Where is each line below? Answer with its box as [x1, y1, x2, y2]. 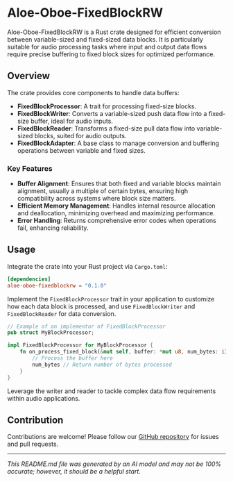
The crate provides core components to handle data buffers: [7, 88, 180, 97]
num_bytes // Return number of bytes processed [32, 361, 172, 368]
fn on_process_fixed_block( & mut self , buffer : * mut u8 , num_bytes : [19, 349, 218, 356]
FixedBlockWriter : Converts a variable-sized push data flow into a [17, 109, 207, 117]
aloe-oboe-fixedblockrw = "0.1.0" [7, 282, 107, 289]
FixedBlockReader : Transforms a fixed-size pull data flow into [17, 124, 196, 133]
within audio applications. [7, 394, 80, 402]
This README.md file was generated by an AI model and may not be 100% [7, 460, 222, 468]
